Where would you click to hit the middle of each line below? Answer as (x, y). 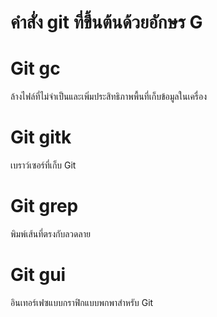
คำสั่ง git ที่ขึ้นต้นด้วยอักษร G (106, 22)
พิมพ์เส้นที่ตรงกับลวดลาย (50, 234)
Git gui (38, 275)
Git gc (35, 68)
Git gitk (41, 137)
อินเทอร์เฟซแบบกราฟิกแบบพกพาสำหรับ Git (82, 302)
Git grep (44, 206)
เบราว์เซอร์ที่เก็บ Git (43, 165)
